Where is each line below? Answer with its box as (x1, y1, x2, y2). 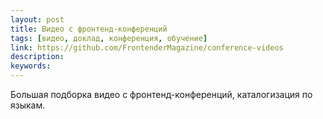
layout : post (10, 14, 65, 25)
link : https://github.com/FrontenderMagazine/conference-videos (10, 42, 284, 53)
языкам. (10, 99, 46, 111)
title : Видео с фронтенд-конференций (10, 24, 168, 34)
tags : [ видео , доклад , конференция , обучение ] (10, 33, 208, 43)
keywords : (10, 61, 52, 71)
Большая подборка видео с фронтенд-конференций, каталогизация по (10, 89, 313, 100)
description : (10, 52, 65, 62)
